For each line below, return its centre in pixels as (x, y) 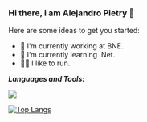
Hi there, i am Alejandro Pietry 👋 (71, 13)
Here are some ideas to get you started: (74, 31)
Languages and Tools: (47, 79)
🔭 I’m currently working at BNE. (71, 46)
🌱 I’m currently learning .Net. (67, 55)
